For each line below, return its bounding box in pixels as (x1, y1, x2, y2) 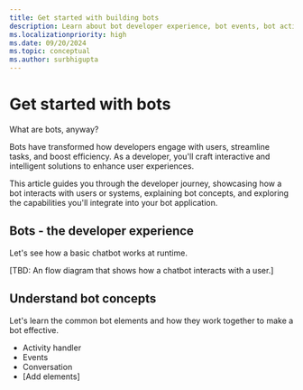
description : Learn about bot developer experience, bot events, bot (9, 22, 277, 31)
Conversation (22, 361, 73, 372)
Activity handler (22, 342, 82, 353)
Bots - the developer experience (9, 223, 194, 239)
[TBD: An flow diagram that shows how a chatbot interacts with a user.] (9, 265, 274, 275)
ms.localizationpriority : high (9, 30, 127, 39)
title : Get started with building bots (9, 13, 160, 23)
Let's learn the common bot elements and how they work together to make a (9, 315, 294, 326)
